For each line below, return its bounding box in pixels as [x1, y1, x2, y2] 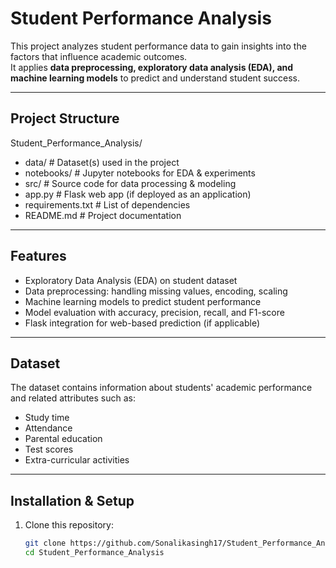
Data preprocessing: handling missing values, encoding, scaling [24, 285, 288, 297]
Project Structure [10, 110, 120, 127]
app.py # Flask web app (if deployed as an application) [24, 188, 252, 200]
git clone [24, 538, 67, 549]
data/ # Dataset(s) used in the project [24, 156, 180, 168]
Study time [24, 412, 70, 424]
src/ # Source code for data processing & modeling [24, 177, 237, 189]
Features [10, 248, 67, 265]
